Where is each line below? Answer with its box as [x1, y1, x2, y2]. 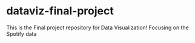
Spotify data [6, 30, 37, 37]
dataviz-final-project [6, 4, 114, 18]
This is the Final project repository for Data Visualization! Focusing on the [6, 24, 189, 31]
